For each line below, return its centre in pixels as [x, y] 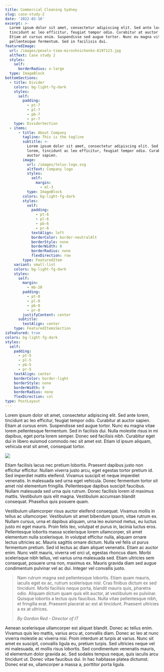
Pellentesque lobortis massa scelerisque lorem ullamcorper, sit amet [74, 531]
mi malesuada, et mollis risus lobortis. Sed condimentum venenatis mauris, [80, 648]
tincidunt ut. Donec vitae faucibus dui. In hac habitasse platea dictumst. [77, 659]
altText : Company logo [50, 169]
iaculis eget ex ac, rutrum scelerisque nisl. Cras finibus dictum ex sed [87, 583]
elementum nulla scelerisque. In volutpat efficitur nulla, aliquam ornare [76, 537]
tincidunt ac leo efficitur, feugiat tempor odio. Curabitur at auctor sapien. [78, 420]
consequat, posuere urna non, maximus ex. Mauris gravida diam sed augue [81, 563]
